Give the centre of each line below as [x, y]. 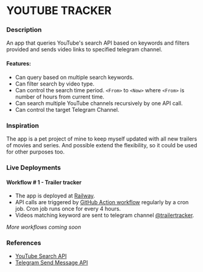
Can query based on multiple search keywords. [74, 77]
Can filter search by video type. [55, 84]
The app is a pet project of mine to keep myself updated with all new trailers [102, 139]
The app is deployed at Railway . [55, 196]
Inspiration [23, 125]
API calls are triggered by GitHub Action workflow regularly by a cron [102, 202]
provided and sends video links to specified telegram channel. [84, 50]
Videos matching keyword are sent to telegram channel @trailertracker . [105, 215]
